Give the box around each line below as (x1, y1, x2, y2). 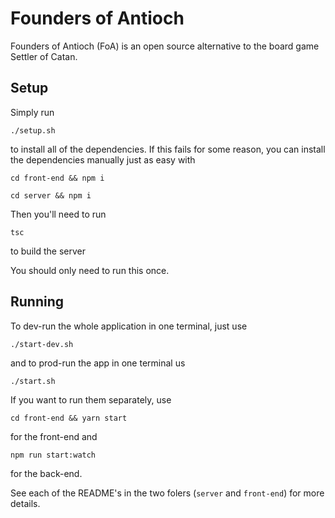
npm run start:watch (10, 450, 97, 460)
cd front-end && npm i (10, 173, 105, 183)
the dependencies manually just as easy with (10, 153, 196, 166)
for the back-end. (10, 467, 83, 479)
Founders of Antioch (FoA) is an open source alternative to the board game (10, 40, 320, 52)
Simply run (10, 106, 55, 118)
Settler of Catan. (10, 50, 78, 62)
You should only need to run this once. (10, 264, 170, 276)
